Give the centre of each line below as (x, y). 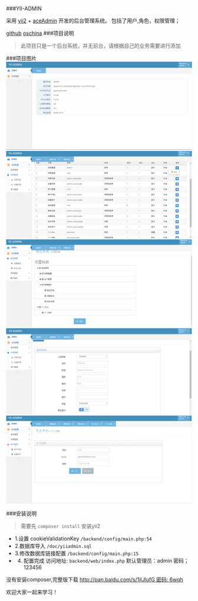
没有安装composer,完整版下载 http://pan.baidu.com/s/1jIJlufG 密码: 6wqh (95, 579)
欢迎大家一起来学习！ (32, 592)
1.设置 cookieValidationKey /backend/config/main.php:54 (83, 538)
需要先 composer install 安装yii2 (60, 526)
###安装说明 (22, 513)
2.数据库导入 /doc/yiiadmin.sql (53, 546)
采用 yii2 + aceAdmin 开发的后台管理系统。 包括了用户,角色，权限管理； (93, 21)
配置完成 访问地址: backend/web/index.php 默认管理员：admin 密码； (106, 560)
